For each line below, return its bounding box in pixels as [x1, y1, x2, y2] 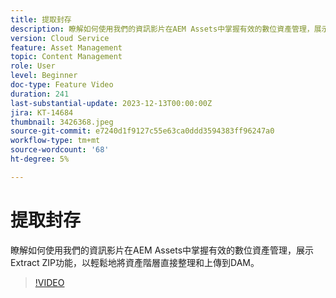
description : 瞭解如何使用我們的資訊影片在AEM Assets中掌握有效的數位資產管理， [10, 24, 315, 34]
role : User [10, 61, 56, 71]
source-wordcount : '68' [10, 145, 110, 155]
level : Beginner [10, 71, 78, 81]
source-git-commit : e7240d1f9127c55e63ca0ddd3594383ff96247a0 [10, 126, 275, 136]
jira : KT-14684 [10, 107, 74, 118]
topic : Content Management [10, 52, 123, 62]
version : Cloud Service [10, 33, 110, 43]
